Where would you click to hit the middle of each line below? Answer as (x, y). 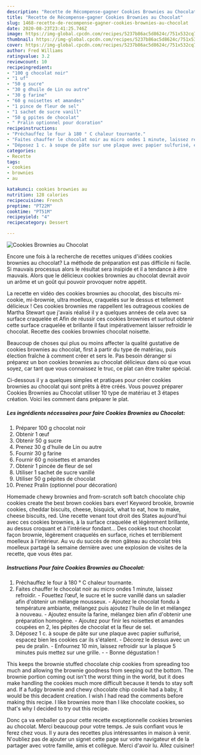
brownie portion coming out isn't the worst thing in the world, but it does (95, 677)
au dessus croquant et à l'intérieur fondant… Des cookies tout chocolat (94, 528)
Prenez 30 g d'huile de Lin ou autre (58, 447)
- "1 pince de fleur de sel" (43, 106)
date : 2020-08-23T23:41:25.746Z (47, 28)
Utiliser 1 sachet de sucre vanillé (55, 472)
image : (15, 34)
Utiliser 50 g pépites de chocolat (55, 478)
